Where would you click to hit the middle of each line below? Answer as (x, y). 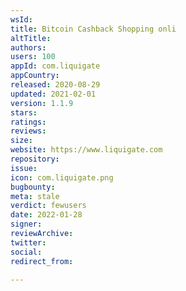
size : (21, 141)
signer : (26, 224)
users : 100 (33, 57)
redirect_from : (42, 261)
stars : (24, 112)
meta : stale (35, 196)
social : (26, 252)
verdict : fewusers (48, 206)
